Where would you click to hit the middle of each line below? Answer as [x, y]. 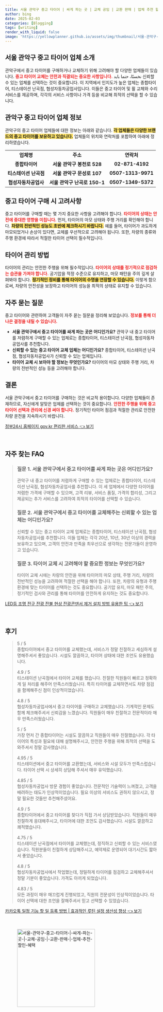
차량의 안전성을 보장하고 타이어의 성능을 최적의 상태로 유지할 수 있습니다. [84, 286]
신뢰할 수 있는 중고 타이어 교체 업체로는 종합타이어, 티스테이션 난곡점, [82, 532]
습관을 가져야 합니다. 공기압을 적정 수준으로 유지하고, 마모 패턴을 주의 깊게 [80, 274]
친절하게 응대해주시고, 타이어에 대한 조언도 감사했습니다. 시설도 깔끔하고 [85, 821]
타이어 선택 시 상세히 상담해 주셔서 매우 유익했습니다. [73, 770]
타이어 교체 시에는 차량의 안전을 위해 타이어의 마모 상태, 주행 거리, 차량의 [85, 575]
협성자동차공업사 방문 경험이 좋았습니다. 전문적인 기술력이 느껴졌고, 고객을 [87, 786]
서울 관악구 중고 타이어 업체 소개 [50, 58]
